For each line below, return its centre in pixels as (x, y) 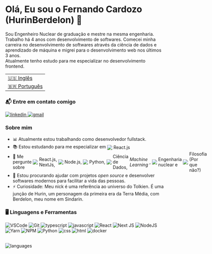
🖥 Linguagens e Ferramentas (41, 212)
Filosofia (198, 154)
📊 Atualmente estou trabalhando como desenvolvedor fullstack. (79, 139)
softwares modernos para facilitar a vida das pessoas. (69, 181)
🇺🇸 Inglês (20, 78)
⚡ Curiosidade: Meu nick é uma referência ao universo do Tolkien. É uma (88, 186)
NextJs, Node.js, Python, (72, 163)
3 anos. (13, 55)
